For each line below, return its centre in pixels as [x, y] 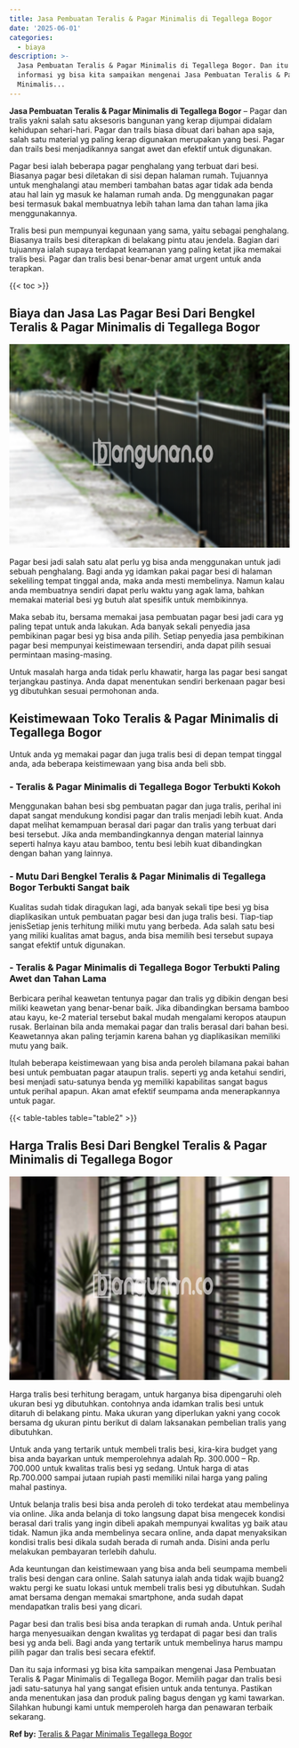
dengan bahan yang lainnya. [61, 853]
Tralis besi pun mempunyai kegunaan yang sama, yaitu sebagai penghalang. [149, 230]
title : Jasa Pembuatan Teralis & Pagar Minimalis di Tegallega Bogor [141, 19]
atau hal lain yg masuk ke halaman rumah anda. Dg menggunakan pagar [141, 194]
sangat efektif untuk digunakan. [68, 945]
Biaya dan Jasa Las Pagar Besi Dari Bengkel [132, 314]
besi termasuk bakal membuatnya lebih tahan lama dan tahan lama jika [139, 204]
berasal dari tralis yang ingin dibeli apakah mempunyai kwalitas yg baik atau [148, 1523]
